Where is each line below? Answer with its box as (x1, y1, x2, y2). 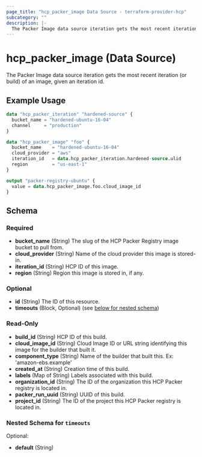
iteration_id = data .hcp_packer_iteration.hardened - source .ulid (11, 156, 182, 162)
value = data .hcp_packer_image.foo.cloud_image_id (11, 183, 141, 190)
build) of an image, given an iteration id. (6, 78, 105, 85)
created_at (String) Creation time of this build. (14, 365, 130, 372)
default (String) (14, 444, 54, 451)
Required (6, 223, 34, 232)
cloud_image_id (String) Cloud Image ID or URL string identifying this (14, 340, 188, 347)
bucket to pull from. (14, 244, 64, 251)
